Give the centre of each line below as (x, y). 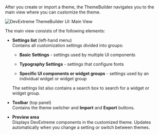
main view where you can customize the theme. (53, 12)
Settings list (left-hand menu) (42, 40)
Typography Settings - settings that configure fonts (71, 64)
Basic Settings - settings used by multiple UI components (77, 55)
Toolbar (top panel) (32, 103)
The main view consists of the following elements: (55, 31)
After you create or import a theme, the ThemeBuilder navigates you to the (80, 7)
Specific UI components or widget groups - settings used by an (84, 74)
